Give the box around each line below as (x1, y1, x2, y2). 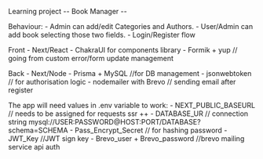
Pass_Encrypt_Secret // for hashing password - (74, 125, 228, 135)
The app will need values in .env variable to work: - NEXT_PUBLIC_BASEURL (8, 101, 256, 110)
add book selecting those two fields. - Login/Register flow (8, 31, 196, 39)
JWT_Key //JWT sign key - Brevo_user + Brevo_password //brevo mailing (8, 134, 245, 143)
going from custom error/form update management (8, 54, 174, 63)
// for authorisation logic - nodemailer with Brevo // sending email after (8, 78, 236, 86)
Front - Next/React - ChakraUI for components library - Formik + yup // (8, 45, 238, 54)
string (8, 117, 27, 126)
